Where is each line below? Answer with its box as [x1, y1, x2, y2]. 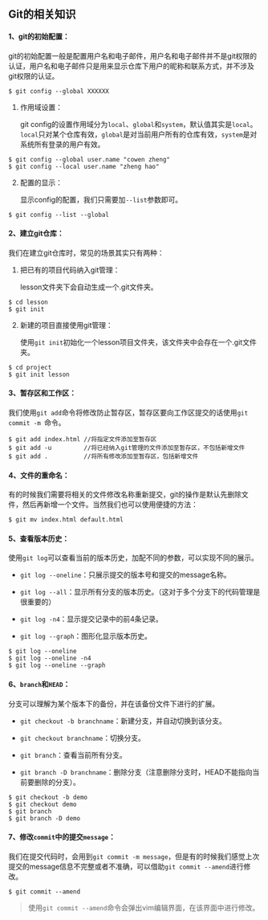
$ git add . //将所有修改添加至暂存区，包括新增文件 [8, 452, 199, 460]
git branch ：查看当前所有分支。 [19, 750, 127, 759]
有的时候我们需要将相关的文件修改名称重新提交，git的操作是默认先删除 [8, 489, 242, 500]
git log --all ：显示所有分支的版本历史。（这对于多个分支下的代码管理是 [19, 587, 261, 597]
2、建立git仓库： [8, 228, 64, 239]
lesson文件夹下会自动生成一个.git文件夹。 [19, 282, 158, 292]
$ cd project [8, 363, 52, 371]
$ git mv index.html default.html [8, 516, 124, 524]
